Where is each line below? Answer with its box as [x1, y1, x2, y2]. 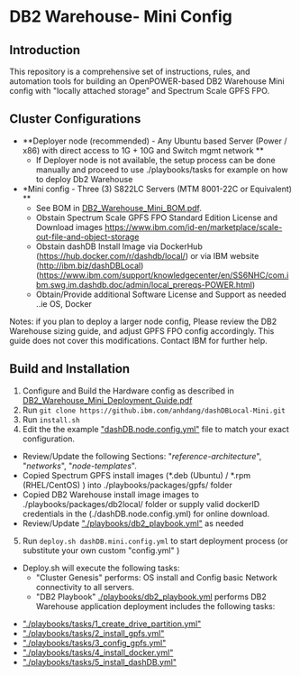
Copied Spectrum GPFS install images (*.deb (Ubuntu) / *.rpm [22, 469, 251, 480]
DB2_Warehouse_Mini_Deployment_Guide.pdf [22, 394, 193, 405]
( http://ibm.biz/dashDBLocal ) [35, 260, 144, 271]
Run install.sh [22, 413, 80, 425]
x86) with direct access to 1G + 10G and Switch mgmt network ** [22, 144, 264, 155]
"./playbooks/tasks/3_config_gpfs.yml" [22, 637, 167, 648]
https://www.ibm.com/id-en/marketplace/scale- [105, 221, 283, 232]
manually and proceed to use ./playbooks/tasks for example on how [35, 164, 288, 175]
